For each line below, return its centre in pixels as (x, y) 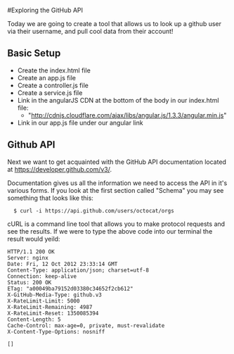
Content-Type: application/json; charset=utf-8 (78, 270)
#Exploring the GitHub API (45, 10)
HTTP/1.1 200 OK (31, 252)
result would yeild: (34, 239)
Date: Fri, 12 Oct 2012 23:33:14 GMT (63, 264)
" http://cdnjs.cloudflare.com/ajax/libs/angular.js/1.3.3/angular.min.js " (127, 115)
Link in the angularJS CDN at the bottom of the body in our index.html (118, 100)
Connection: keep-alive (42, 276)
